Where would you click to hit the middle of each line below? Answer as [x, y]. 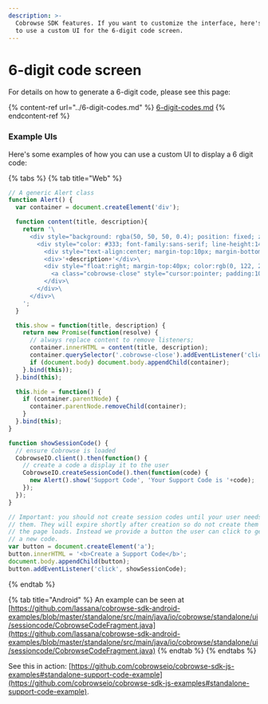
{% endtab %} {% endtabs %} [207, 651]
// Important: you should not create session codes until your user [124, 517]
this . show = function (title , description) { [91, 325]
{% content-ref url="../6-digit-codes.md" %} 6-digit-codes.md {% [117, 108]
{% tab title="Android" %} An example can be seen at [97, 599]
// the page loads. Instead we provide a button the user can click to [130, 532]
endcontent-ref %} [39, 116]
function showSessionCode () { [59, 443]
